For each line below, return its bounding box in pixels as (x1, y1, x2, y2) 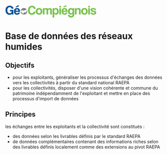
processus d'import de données (12, 96, 79, 101)
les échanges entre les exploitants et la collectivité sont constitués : (5, 123, 145, 129)
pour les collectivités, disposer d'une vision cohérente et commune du (12, 85, 158, 91)
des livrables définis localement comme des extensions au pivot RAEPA (12, 143, 160, 150)
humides (5, 41, 43, 53)
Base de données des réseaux (5, 31, 133, 42)
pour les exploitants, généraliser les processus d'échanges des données (12, 74, 162, 80)
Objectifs (5, 61, 35, 70)
